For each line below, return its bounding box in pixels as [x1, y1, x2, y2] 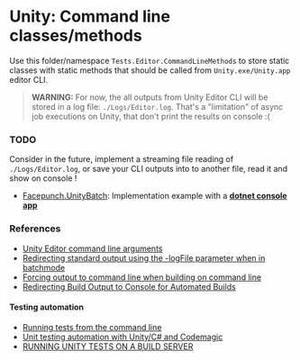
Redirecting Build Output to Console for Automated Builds [22, 281, 236, 292]
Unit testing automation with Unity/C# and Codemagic [22, 331, 223, 342]
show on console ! [9, 173, 77, 184]
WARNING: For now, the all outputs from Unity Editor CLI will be [31, 92, 268, 103]
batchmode [22, 262, 66, 273]
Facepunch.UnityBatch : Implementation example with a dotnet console [22, 191, 287, 202]
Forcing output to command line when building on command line [22, 272, 262, 283]
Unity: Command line [9, 6, 171, 27]
